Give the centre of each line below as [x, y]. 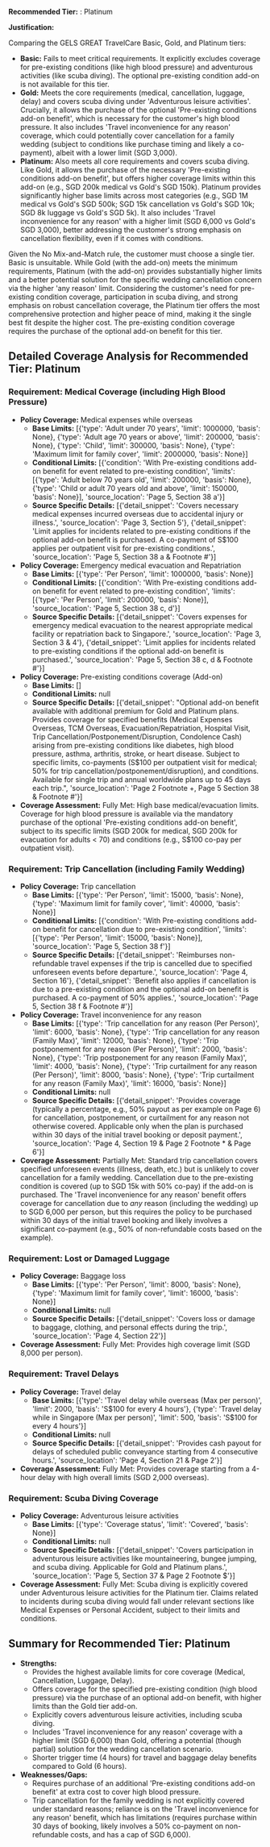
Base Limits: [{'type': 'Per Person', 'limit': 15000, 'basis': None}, [138, 895]
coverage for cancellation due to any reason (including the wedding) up [139, 1203]
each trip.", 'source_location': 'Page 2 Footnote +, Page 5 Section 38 [145, 788]
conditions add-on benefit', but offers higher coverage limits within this [138, 178]
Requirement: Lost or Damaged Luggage [89, 1258]
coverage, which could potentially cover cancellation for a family [127, 135]
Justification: [31, 27]
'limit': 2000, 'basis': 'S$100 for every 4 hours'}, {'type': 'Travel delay [147, 1408]
